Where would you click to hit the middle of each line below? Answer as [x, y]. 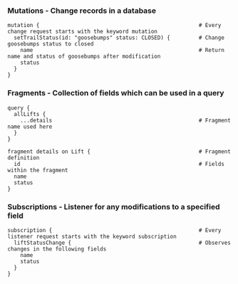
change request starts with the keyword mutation [83, 32]
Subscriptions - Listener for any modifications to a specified [114, 206]
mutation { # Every [114, 26]
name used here [30, 127]
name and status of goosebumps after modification [84, 57]
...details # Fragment [126, 120]
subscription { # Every [114, 230]
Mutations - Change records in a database [82, 11]
